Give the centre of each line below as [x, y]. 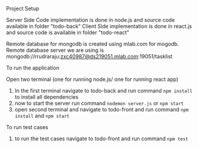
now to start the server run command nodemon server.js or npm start [99, 103]
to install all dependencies [46, 97]
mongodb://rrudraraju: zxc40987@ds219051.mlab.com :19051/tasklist [89, 56]
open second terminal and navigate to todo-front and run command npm [102, 109]
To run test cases [27, 127]
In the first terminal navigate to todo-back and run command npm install [103, 91]
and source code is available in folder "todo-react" [68, 32]
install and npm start [42, 116]
